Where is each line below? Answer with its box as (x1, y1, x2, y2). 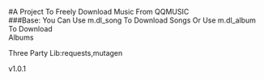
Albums (8, 32, 34, 42)
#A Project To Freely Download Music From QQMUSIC (8, 7, 189, 16)
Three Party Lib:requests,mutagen (8, 48, 123, 57)
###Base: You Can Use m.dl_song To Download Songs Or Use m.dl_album (8, 15, 257, 25)
